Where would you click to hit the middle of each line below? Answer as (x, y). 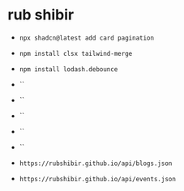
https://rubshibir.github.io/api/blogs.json (96, 163)
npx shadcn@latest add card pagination (87, 38)
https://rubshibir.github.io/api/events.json (97, 179)
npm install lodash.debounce (68, 69)
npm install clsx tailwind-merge (76, 53)
